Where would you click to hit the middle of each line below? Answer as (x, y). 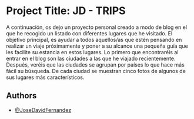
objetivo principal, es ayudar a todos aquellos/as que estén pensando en (94, 39)
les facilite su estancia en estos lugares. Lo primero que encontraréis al (92, 52)
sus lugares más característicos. (45, 77)
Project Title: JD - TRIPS (66, 11)
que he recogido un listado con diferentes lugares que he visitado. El (89, 33)
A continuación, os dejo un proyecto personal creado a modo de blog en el (96, 27)
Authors (21, 96)
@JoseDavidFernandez (43, 110)
